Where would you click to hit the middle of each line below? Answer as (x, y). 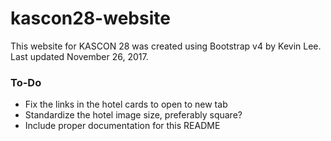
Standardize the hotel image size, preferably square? (133, 115)
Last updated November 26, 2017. (79, 56)
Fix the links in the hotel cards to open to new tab (126, 104)
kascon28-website (90, 18)
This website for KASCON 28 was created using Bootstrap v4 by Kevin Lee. (166, 46)
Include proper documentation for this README (122, 126)
